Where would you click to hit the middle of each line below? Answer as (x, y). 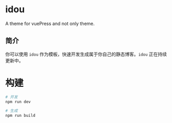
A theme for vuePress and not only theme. (50, 23)
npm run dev (18, 102)
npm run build (21, 116)
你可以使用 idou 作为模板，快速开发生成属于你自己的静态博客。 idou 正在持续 (86, 54)
